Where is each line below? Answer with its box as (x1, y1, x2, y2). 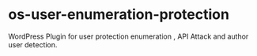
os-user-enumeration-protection (8, 6, 229, 24)
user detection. (8, 39, 58, 49)
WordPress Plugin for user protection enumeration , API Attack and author (8, 32, 249, 41)
